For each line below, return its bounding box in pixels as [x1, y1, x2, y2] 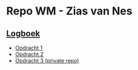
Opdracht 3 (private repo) [15, 57, 79, 64]
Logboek [6, 28, 41, 39]
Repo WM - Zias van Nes [6, 4, 133, 18]
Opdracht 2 [15, 51, 44, 58]
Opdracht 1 [15, 44, 43, 51]
